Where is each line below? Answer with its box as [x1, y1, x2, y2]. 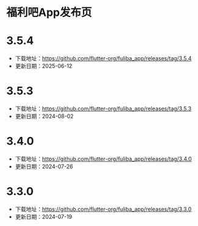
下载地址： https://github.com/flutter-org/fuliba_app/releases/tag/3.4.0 [15, 155, 192, 162]
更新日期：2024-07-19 [15, 213, 72, 220]
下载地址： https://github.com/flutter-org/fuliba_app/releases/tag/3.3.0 [15, 205, 192, 213]
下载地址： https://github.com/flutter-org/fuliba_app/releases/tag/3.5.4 [15, 55, 192, 62]
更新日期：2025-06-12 [15, 62, 72, 70]
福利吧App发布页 [6, 5, 93, 19]
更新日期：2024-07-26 [15, 163, 73, 170]
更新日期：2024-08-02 [15, 113, 74, 120]
